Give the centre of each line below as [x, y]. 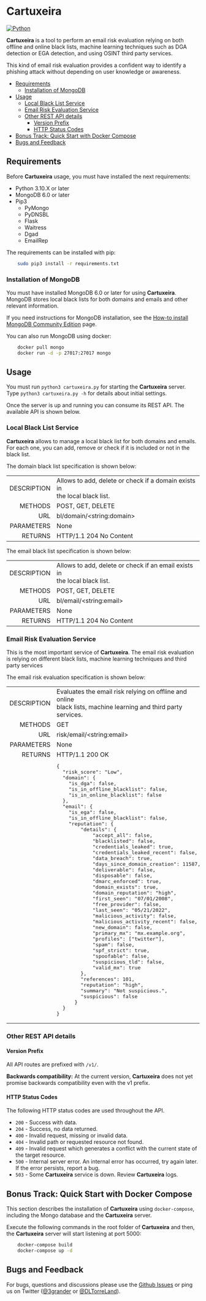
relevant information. [33, 306]
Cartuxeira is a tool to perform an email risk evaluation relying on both [95, 40]
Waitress [36, 227]
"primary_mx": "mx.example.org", [139, 934]
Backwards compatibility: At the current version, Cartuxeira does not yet [100, 1076]
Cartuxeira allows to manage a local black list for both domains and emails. [101, 441]
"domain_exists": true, [125, 887]
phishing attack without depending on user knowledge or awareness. [94, 71]
